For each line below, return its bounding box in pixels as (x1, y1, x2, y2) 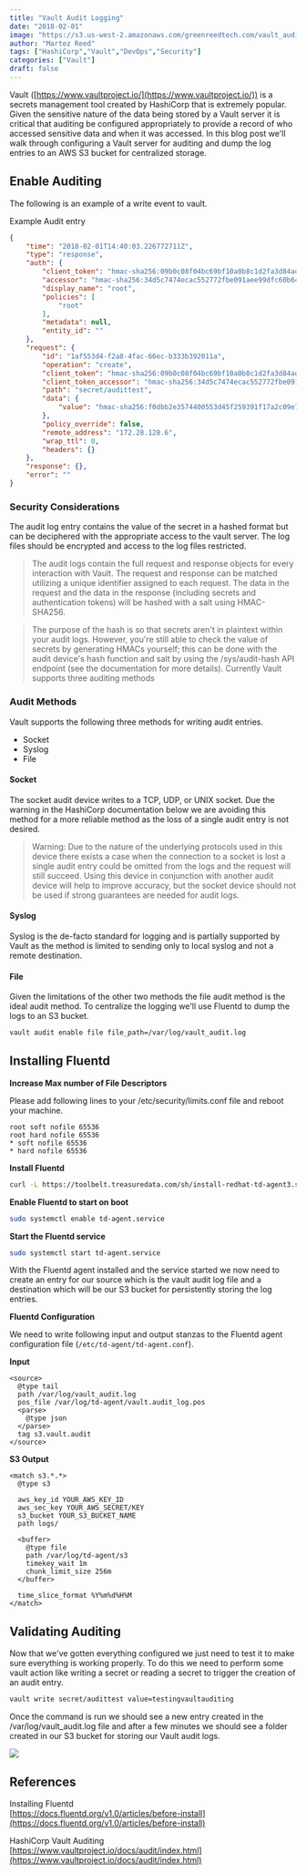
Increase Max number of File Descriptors (9, 1077, 168, 1088)
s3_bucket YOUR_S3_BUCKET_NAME (17, 1511, 137, 1520)
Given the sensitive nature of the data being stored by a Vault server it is (9, 108, 280, 119)
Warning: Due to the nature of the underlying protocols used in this (31, 840, 283, 852)
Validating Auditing (9, 1623, 121, 1639)
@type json (25, 1414, 67, 1423)
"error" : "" (25, 470, 71, 479)
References (9, 1774, 76, 1789)
